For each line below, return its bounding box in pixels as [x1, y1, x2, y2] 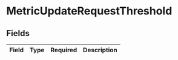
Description [82, 46, 118, 54]
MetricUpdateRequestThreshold [6, 4, 173, 18]
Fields [6, 28, 30, 38]
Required [50, 46, 77, 54]
